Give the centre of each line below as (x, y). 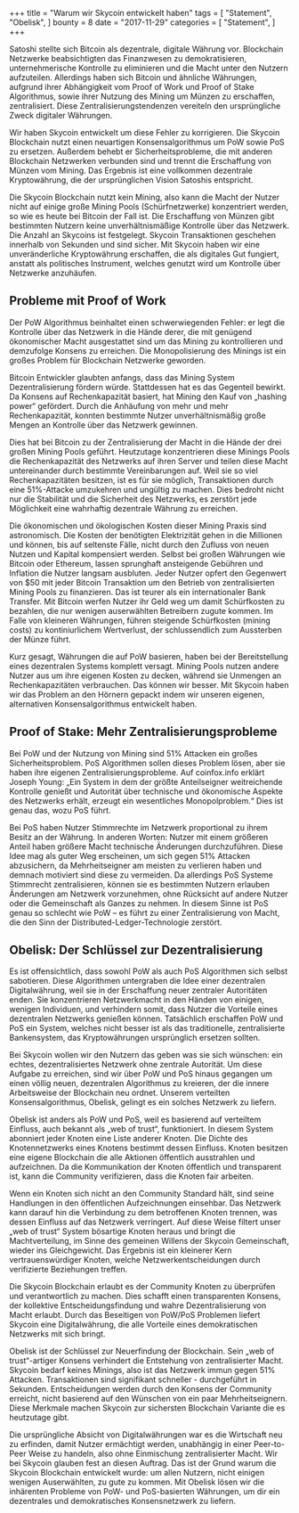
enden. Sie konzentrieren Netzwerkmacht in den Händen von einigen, (137, 1000)
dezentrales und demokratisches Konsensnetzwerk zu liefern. (123, 1501)
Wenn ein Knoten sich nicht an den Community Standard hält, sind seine (141, 1194)
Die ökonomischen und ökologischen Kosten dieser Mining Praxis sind (138, 526)
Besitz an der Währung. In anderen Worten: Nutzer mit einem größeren (139, 837)
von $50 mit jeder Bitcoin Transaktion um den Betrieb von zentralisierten (142, 582)
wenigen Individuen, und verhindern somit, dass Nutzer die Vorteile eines (144, 1010)
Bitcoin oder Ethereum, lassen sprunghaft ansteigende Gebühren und (137, 563)
